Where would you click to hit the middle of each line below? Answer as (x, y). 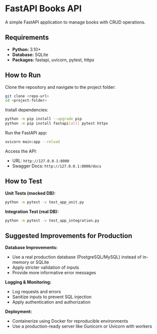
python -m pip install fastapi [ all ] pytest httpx (57, 124)
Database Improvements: (31, 248)
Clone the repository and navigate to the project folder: (60, 87)
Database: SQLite (30, 54)
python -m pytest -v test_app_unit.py (45, 202)
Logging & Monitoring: (28, 282)
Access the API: (21, 151)
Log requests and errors (36, 292)
